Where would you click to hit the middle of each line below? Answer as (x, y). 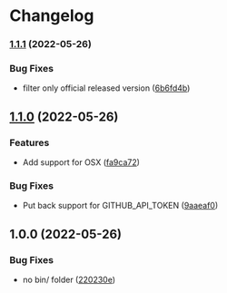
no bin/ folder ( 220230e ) (69, 280)
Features (30, 142)
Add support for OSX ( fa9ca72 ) (81, 162)
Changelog (52, 16)
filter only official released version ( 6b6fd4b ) (106, 88)
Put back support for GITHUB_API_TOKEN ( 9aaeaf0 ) (120, 206)
